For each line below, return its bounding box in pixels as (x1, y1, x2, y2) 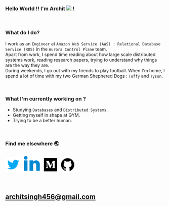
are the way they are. (5, 62, 50, 68)
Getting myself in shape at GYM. (12, 112, 80, 118)
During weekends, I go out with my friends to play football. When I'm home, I (5, 67, 165, 73)
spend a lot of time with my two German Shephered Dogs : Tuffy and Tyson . (5, 73, 163, 79)
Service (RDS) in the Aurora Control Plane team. (5, 46, 107, 52)
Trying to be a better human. (12, 117, 72, 123)
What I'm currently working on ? (5, 95, 86, 102)
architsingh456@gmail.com (5, 192, 96, 201)
